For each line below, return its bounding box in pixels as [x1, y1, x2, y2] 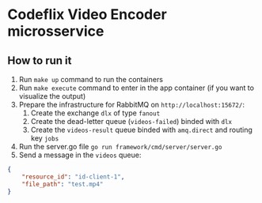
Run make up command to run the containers [18, 75, 164, 84]
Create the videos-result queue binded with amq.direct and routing [30, 125, 253, 134]
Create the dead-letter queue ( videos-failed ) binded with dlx [30, 117, 233, 126]
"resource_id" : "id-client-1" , [21, 172, 125, 181]
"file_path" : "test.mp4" [21, 180, 104, 188]
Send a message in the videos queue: [18, 150, 142, 160]
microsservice [7, 22, 104, 40]
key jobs [30, 133, 59, 143]
